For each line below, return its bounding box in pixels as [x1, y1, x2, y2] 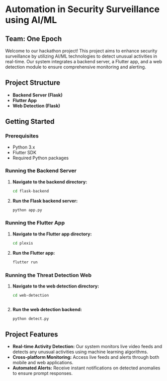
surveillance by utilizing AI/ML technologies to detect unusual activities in [5, 53, 157, 59]
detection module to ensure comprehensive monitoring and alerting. [5, 64, 146, 70]
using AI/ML [5, 14, 57, 26]
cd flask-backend [12, 188, 49, 194]
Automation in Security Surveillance [5, 4, 160, 15]
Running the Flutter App [5, 219, 65, 226]
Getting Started [5, 117, 55, 126]
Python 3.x [12, 144, 35, 150]
